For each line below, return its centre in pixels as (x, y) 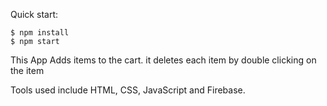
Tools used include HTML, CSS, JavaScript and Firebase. (128, 90)
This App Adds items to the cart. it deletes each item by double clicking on (163, 60)
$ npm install (40, 33)
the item (27, 70)
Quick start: (34, 14)
